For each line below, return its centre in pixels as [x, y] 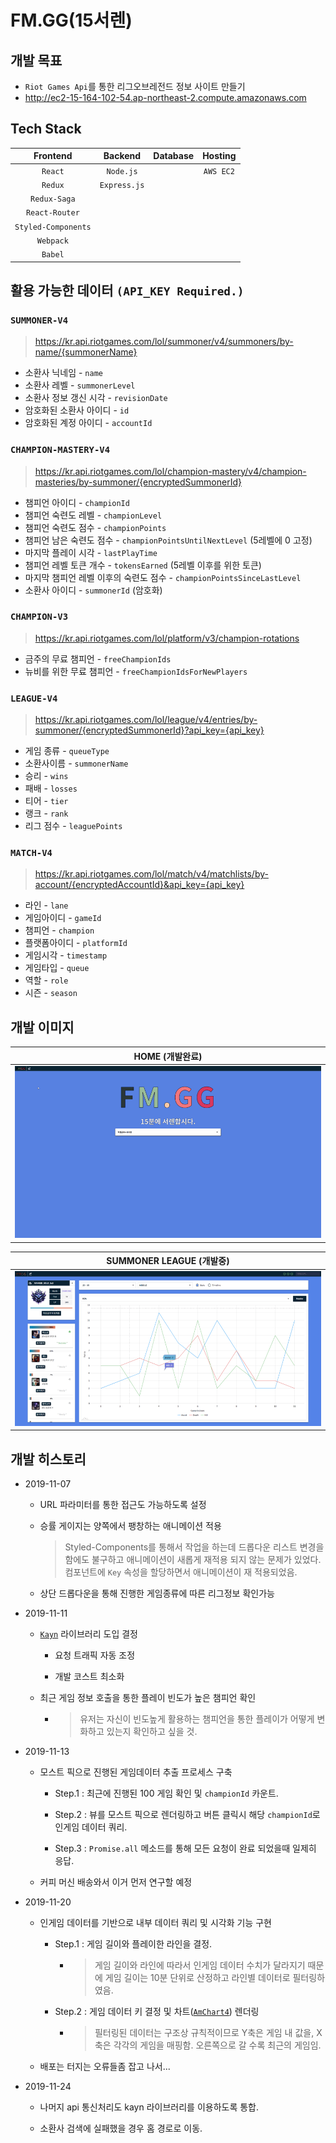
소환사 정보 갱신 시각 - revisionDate [96, 398]
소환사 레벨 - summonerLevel [80, 385]
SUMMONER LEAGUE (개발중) [168, 1261]
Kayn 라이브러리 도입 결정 [88, 1634]
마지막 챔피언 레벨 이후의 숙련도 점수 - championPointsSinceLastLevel [163, 577]
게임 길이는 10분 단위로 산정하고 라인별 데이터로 [197, 1978]
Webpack [52, 241]
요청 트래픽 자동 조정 [95, 1655]
